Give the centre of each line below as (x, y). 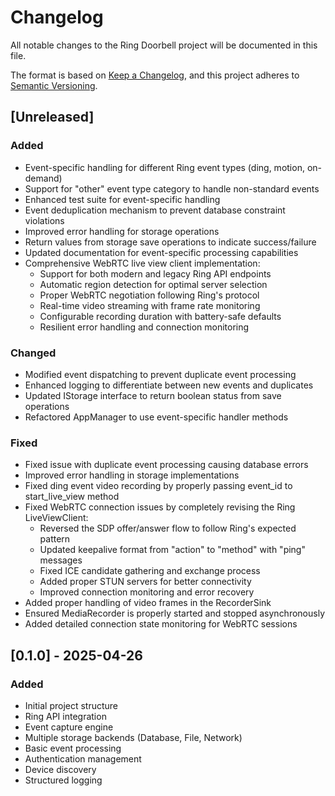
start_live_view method (72, 497)
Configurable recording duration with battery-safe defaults (160, 316)
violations (44, 220)
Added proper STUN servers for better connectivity (145, 582)
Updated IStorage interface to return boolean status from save (153, 395)
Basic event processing (73, 748)
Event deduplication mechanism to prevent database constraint (155, 210)
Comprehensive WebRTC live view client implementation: (142, 263)
